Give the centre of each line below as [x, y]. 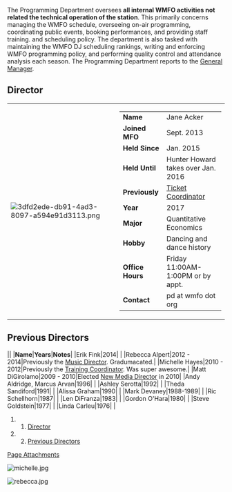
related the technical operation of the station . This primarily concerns [108, 17]
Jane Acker [185, 117]
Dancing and [187, 239]
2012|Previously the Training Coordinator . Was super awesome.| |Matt [107, 369]
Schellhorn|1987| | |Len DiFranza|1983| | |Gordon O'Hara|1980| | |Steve [108, 398]
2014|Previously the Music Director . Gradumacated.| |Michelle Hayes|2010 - [115, 362]
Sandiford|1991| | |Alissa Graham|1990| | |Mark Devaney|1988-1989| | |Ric [112, 391]
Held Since [141, 148]
